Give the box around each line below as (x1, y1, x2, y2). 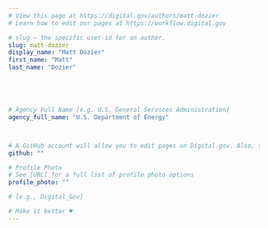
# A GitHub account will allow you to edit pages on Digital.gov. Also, (8, 142, 255, 150)
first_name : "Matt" (8, 56, 73, 64)
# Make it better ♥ (8, 207, 73, 215)
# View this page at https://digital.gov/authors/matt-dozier (8, 11, 219, 20)
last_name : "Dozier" (8, 63, 77, 72)
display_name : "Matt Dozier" (8, 49, 105, 57)
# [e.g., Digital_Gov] (8, 193, 84, 201)
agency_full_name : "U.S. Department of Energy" (8, 113, 170, 121)
